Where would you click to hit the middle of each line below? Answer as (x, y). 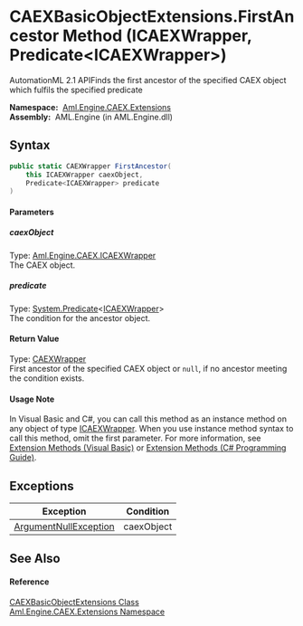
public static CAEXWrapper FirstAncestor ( (90, 166)
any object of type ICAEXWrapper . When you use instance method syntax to (151, 429)
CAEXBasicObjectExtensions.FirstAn (152, 17)
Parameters (32, 212)
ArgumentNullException (64, 526)
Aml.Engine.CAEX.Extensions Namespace (87, 612)
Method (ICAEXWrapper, (157, 36)
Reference (29, 582)
